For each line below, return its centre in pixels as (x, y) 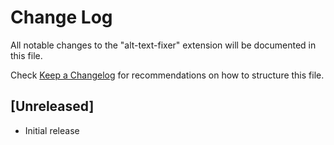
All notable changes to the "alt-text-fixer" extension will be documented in (163, 45)
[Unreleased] (52, 106)
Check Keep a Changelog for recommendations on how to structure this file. (167, 75)
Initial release (52, 130)
